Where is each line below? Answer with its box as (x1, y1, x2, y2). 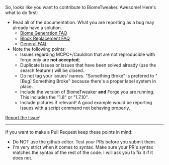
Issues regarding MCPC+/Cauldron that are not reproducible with (20, 51, 155, 57)
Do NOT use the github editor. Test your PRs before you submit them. (12, 139, 156, 145)
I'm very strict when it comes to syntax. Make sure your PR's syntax (12, 144, 153, 150)
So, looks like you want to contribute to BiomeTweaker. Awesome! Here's (5, 5, 156, 10)
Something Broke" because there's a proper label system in (32, 78, 156, 84)
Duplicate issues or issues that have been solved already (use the (20, 62, 156, 68)
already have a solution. (12, 25, 62, 31)
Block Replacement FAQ (20, 35, 70, 41)
